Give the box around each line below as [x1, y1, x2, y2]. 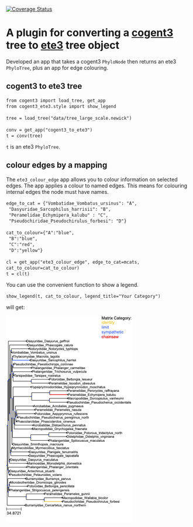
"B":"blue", [8, 236, 38, 241]
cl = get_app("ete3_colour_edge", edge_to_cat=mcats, [6, 259, 140, 265]
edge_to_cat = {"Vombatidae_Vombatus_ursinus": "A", [6, 200, 137, 206]
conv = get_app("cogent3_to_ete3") [6, 127, 93, 133]
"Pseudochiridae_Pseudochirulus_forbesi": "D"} [8, 218, 127, 224]
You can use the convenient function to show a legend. [6, 281, 139, 288]
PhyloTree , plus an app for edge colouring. [6, 64, 108, 71]
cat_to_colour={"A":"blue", [6, 230, 75, 236]
